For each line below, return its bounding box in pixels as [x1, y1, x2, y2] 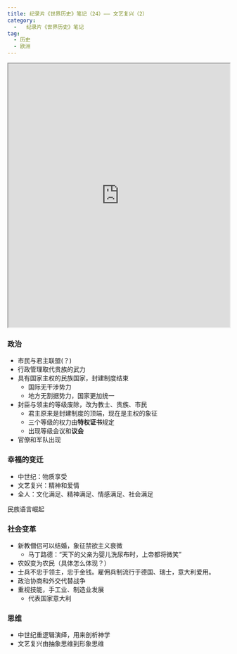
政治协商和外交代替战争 [17, 576, 86, 584]
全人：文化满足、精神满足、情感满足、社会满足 [17, 489, 153, 498]
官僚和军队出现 [17, 435, 61, 444]
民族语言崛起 [7, 504, 44, 513]
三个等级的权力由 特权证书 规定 [27, 418, 115, 426]
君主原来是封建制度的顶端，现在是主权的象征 [27, 409, 158, 418]
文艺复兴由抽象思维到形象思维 [17, 639, 104, 648]
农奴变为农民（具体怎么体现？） [17, 558, 110, 567]
